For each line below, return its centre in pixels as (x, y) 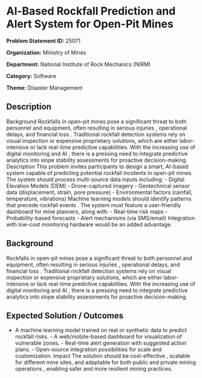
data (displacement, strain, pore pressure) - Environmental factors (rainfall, (99, 192)
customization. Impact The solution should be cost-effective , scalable (103, 356)
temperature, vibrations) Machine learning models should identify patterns (99, 199)
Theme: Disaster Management (44, 88)
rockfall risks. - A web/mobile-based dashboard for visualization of (99, 337)
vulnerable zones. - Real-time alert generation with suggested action (101, 343)
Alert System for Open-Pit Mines (90, 24)
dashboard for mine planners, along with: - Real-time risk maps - (87, 211)
